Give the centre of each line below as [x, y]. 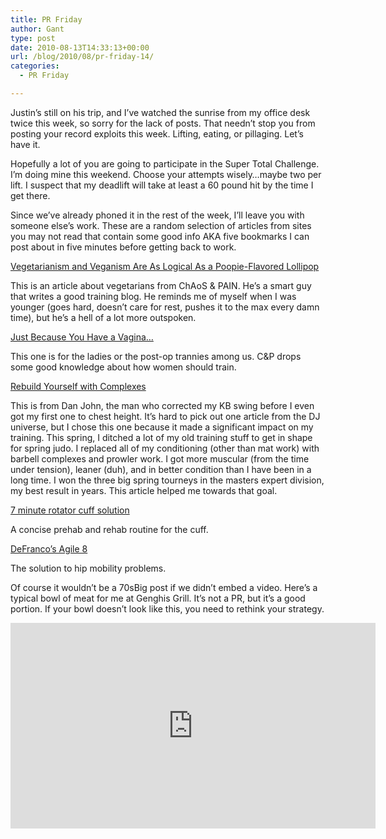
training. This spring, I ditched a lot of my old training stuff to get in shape [161, 437]
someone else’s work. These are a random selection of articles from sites [161, 225]
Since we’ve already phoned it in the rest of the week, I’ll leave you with [157, 215]
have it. [25, 144]
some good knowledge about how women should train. [123, 367]
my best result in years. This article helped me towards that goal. [144, 490]
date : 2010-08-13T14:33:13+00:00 [80, 47]
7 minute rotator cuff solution [70, 510]
